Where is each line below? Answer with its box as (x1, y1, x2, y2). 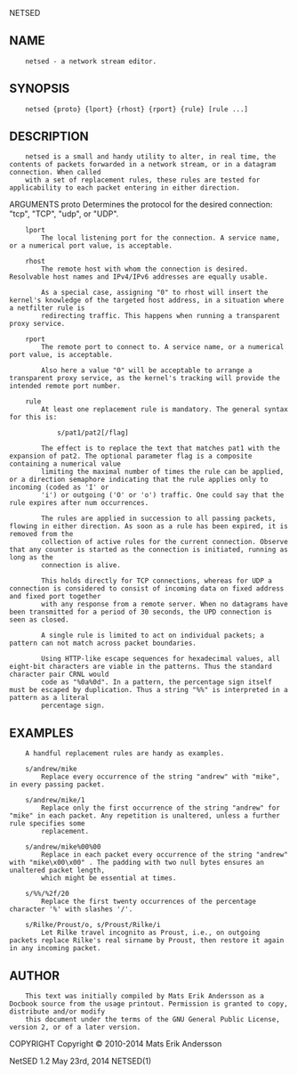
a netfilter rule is (9, 304, 86, 313)
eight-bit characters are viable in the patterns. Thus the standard (9, 663, 273, 672)
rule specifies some (9, 819, 86, 828)
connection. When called (9, 168, 101, 177)
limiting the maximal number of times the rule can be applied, (41, 468, 285, 476)
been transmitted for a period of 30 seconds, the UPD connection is (9, 607, 273, 617)
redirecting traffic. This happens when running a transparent (41, 312, 280, 321)
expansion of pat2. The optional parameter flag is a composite (9, 452, 253, 461)
